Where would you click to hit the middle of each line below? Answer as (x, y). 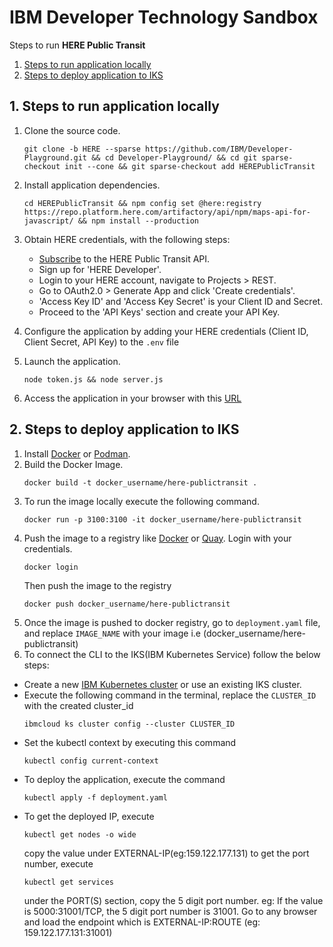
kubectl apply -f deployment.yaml (95, 797)
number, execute (58, 863)
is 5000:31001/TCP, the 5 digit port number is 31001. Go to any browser (170, 911)
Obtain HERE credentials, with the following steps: (127, 239)
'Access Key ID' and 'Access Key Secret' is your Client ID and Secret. (181, 301)
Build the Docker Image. (73, 464)
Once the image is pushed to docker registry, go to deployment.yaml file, (172, 622)
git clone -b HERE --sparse (82, 149)
